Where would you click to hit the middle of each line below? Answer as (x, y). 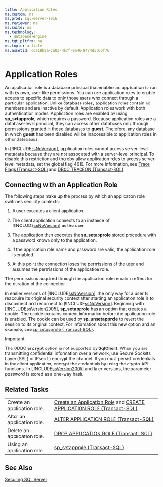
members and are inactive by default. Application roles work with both (75, 108)
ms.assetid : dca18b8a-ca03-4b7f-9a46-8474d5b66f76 (57, 50)
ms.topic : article (24, 46)
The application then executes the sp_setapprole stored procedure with (84, 235)
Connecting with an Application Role (61, 184)
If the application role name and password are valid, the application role (83, 250)
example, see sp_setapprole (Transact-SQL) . (50, 330)
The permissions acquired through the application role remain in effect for (79, 279)
